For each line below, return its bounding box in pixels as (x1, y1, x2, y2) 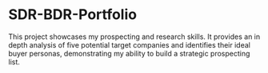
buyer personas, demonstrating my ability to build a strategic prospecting (8, 48, 250, 58)
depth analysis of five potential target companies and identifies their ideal (8, 40, 250, 49)
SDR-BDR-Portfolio (8, 6, 138, 24)
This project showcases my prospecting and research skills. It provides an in (8, 32, 261, 41)
